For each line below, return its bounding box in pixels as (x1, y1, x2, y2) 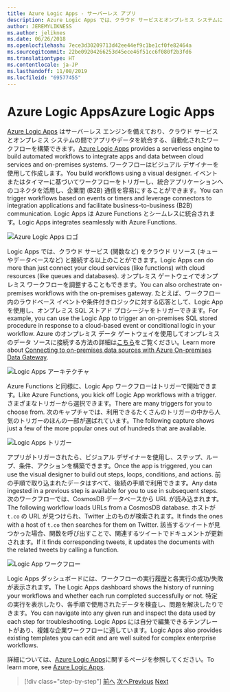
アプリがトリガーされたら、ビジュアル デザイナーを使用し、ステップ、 (7, 453, 207, 461)
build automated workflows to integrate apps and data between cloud (7, 152, 204, 160)
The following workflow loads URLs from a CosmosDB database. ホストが (7, 503, 216, 512)
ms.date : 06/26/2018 (7, 36, 67, 43)
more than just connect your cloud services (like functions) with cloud (7, 264, 205, 272)
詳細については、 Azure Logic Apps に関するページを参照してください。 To (7, 656, 214, 664)
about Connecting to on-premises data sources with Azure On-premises (7, 346, 211, 355)
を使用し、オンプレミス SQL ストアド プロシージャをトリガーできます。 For (7, 306, 218, 315)
